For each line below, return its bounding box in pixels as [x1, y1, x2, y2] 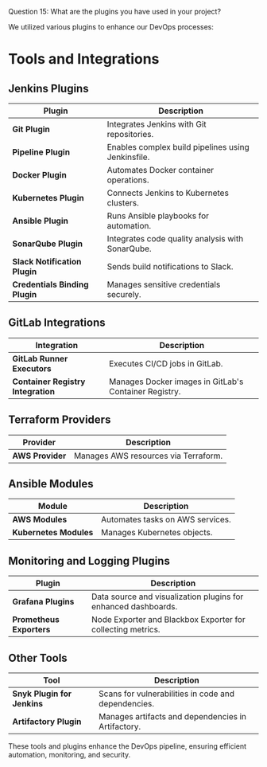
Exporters [12, 624, 51, 636]
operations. [106, 174, 149, 186]
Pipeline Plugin [12, 147, 70, 158]
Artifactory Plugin [12, 716, 82, 727]
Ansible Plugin [12, 215, 69, 226]
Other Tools [8, 651, 68, 664]
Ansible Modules [8, 477, 94, 491]
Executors [12, 362, 52, 374]
